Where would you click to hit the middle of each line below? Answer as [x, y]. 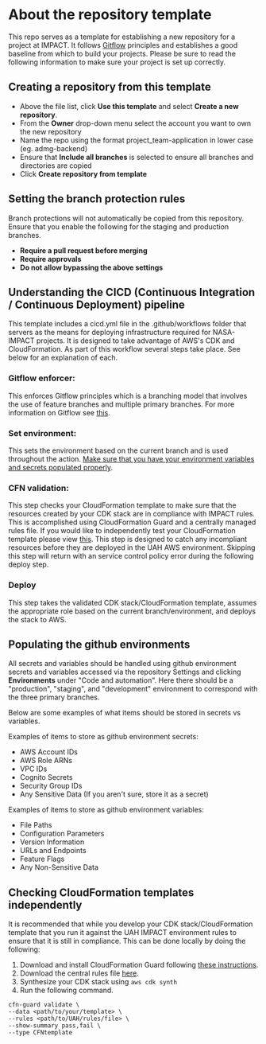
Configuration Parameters [62, 834]
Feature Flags [42, 859]
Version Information [52, 842]
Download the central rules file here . [79, 973]
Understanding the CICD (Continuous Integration [132, 292]
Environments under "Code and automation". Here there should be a [121, 680]
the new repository [50, 131]
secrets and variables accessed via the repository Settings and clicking [125, 672]
